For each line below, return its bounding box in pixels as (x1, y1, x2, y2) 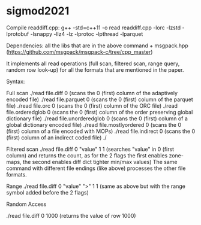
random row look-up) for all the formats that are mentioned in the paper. (6, 66, 184, 73)
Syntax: (6, 78, 25, 85)
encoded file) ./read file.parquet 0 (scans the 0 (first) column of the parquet (6, 96, 193, 103)
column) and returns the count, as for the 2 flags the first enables (6, 151, 168, 159)
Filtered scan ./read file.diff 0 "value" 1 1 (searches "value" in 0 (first (6, 145, 175, 153)
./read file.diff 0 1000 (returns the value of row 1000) (6, 212, 136, 219)
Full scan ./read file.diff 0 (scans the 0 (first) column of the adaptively (6, 89, 178, 96)
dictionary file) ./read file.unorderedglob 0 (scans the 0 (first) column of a (6, 115, 188, 122)
